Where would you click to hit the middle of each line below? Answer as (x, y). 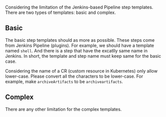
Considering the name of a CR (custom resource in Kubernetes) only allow (82, 71)
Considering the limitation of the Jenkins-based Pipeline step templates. (79, 7)
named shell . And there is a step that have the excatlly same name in (77, 51)
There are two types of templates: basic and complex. (61, 12)
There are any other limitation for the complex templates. (64, 109)
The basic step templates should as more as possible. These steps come (80, 40)
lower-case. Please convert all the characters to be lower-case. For (74, 76)
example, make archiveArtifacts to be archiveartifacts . (64, 81)
